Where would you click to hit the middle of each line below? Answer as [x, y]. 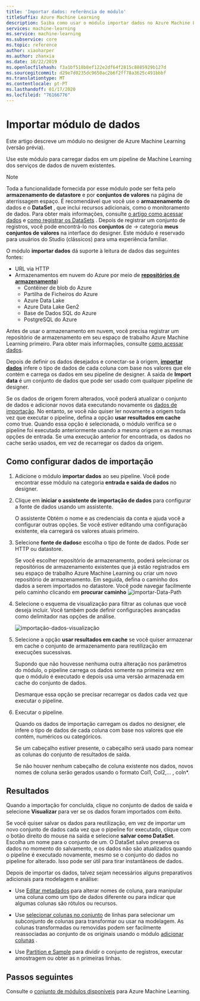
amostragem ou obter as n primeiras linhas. [68, 958]
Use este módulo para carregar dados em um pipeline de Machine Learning [99, 159]
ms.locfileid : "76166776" [38, 95]
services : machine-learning [41, 28]
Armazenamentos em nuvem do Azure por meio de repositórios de [97, 275]
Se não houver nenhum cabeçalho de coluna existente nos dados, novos [104, 766]
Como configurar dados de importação [80, 462]
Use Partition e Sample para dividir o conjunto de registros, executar [99, 952]
